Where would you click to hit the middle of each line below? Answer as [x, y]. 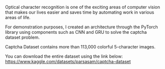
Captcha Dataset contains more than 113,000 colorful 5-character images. [80, 47]
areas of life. [18, 17]
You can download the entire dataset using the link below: [64, 56]
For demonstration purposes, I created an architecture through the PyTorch [82, 27]
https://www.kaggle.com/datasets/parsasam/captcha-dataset [68, 61]
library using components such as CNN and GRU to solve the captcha [76, 32]
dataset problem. [22, 37]
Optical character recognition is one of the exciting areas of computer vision [83, 7]
